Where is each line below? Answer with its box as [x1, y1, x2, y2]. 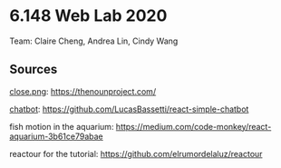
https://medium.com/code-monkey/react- [115, 121, 272, 132]
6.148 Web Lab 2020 [9, 5, 168, 26]
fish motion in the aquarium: [9, 121, 114, 132]
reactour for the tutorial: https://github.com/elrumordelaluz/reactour [9, 148, 263, 159]
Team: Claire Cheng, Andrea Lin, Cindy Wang [9, 35, 179, 46]
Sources [9, 62, 58, 77]
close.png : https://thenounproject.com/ [9, 85, 157, 96]
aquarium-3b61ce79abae [9, 131, 104, 142]
